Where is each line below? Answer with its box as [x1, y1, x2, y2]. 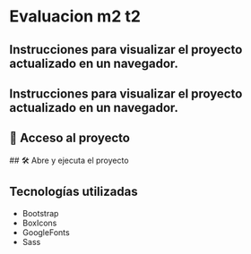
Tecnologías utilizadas [9, 184, 138, 199]
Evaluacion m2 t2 [9, 6, 142, 27]
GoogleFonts [22, 226, 70, 238]
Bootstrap [22, 207, 59, 218]
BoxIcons [22, 217, 57, 228]
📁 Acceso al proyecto [9, 131, 130, 146]
